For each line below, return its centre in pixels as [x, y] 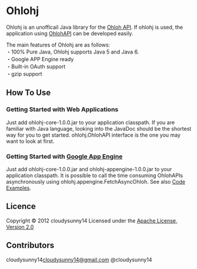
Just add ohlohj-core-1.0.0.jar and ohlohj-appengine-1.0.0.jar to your [89, 169]
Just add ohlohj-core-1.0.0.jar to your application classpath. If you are [91, 122]
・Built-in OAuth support [36, 67]
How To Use [29, 93]
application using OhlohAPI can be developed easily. [70, 33]
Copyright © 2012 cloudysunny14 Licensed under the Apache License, [92, 220]
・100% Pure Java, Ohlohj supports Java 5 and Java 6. [73, 52]
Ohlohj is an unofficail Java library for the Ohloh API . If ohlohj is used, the [95, 27]
